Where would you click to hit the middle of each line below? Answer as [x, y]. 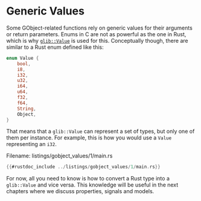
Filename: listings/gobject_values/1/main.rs [59, 156]
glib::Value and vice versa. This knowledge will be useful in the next [92, 185]
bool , [24, 64]
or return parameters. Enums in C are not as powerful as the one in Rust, [96, 34]
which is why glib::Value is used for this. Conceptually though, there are [97, 40]
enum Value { [23, 58]
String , [27, 109]
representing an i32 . [32, 144]
